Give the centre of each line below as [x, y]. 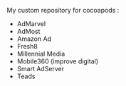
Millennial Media [41, 54]
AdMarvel [31, 24]
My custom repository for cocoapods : [63, 10]
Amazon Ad [34, 39]
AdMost [28, 31]
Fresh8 [27, 46]
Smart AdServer [41, 69]
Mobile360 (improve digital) [58, 61]
